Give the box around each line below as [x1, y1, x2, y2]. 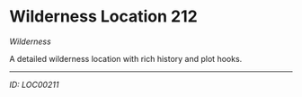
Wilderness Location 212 [9, 6, 198, 27]
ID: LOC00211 [9, 79, 59, 90]
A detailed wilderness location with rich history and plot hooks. [9, 53, 243, 64]
